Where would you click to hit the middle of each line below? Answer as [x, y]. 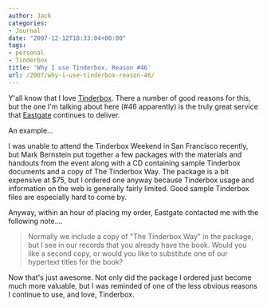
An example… [31, 130]
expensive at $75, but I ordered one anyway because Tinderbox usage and [132, 180]
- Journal [25, 30]
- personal [26, 53]
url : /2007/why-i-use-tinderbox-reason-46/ [82, 75]
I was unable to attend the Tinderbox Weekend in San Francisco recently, [128, 146]
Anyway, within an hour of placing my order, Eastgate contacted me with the [133, 212]
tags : [17, 46]
